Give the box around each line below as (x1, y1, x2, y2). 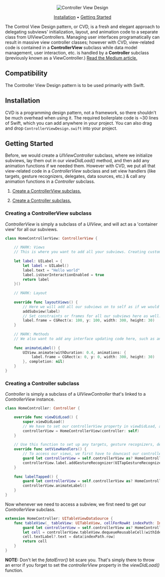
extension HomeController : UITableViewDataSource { (5, 516, 113, 521)
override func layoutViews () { (14, 300, 78, 305)
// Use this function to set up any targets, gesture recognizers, (14, 442, 155, 447)
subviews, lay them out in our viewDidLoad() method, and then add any (5, 158, 150, 164)
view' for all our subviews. (5, 226, 58, 232)
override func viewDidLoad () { (14, 415, 78, 420)
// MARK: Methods (14, 332, 50, 337)
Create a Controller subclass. (12, 198, 71, 203)
